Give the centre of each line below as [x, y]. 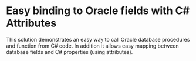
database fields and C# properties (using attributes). [70, 52]
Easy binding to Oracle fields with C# [98, 11]
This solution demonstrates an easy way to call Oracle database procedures [98, 39]
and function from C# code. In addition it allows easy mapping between [92, 46]
